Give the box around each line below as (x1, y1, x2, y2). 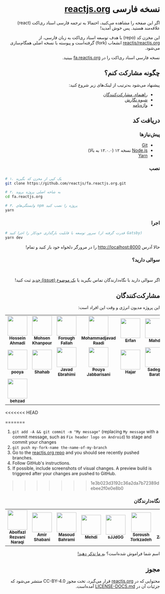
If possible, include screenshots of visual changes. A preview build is (12, 465, 152, 471)
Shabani (33, 537, 51, 543)
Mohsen (33, 335, 51, 341)
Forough (58, 335, 75, 341)
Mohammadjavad (81, 335, 116, 341)
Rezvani (9, 534, 26, 540)
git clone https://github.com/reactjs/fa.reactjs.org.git (5, 181, 126, 186)
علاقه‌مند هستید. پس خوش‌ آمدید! (100, 25, 160, 31)
